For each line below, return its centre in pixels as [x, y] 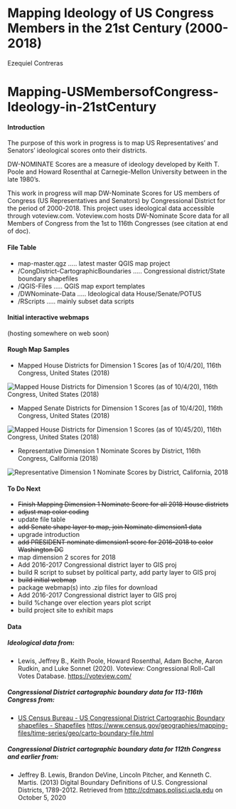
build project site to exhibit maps [65, 610]
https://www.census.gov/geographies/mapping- [158, 725]
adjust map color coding [53, 512]
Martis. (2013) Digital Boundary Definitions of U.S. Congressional [112, 782]
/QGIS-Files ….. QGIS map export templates [81, 286]
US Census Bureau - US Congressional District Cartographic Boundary [121, 718]
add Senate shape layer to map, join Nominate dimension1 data [110, 527]
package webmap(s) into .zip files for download [87, 588]
